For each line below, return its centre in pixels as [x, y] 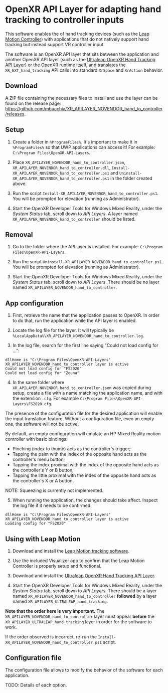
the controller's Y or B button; [43, 470]
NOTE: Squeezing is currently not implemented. [54, 490]
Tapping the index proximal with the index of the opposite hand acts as [86, 465]
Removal [19, 234]
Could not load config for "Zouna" [42, 373]
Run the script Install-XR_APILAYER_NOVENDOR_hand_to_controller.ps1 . [86, 193]
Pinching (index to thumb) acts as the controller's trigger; [71, 449]
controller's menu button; [39, 459]
